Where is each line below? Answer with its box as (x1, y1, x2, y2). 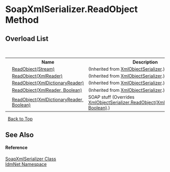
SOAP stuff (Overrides (88, 94, 135, 100)
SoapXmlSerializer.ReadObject (5, 4, 138, 15)
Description (132, 59, 158, 65)
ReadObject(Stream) (12, 66, 55, 72)
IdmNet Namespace (5, 161, 47, 167)
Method (5, 14, 39, 26)
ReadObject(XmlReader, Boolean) (12, 87, 82, 93)
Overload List (5, 34, 49, 43)
